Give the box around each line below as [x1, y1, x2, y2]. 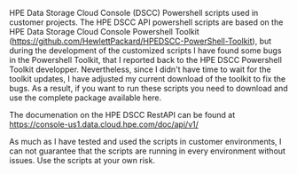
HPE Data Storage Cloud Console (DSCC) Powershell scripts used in [9, 8, 259, 18]
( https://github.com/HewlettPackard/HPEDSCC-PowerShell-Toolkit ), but [9, 36, 272, 46]
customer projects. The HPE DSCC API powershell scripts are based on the [9, 17, 284, 28]
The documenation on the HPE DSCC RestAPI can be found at [9, 110, 236, 120]
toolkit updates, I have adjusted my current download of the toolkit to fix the [9, 74, 286, 83]
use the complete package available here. [9, 92, 162, 103]
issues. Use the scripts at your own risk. [9, 155, 155, 165]
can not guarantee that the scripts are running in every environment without [9, 146, 286, 156]
